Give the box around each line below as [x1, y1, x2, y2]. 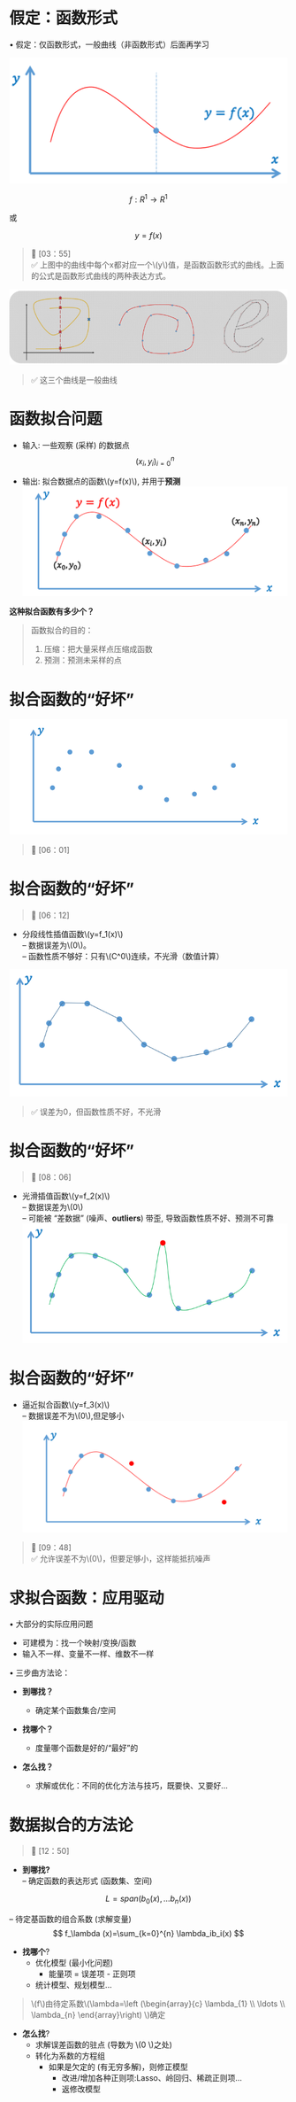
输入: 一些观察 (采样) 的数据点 [21, 439, 130, 450]
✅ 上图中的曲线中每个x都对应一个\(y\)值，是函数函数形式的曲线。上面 [30, 259, 285, 270]
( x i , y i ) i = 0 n [135, 454, 175, 469]
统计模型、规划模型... [34, 1980, 112, 1990]
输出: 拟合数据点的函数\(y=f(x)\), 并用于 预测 [21, 476, 181, 487]
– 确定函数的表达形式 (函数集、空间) [21, 1875, 153, 1887]
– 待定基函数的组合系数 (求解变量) [9, 1914, 133, 1925]
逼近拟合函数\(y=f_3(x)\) [21, 1399, 110, 1409]
